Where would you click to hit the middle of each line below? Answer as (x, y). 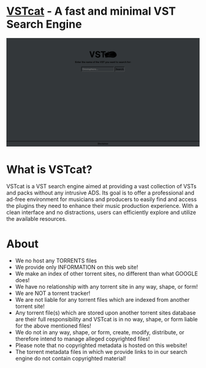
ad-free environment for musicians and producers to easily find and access (102, 199)
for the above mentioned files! (53, 326)
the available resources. (36, 219)
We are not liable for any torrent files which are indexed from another (102, 300)
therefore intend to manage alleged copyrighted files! (82, 339)
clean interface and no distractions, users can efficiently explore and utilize (101, 212)
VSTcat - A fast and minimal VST (91, 11)
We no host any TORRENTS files (56, 261)
